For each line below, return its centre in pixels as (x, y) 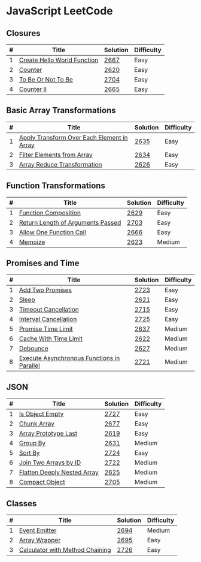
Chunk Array (37, 424)
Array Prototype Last (48, 434)
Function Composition (50, 213)
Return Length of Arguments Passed (70, 222)
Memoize (32, 242)
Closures (23, 33)
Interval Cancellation (48, 319)
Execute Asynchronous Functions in (69, 358)
